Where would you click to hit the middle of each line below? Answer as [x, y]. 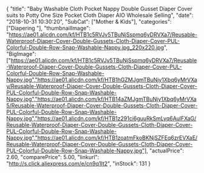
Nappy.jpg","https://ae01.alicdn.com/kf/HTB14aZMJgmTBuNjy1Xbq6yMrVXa [101, 99]
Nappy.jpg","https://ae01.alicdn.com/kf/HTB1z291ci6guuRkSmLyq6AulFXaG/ [101, 118]
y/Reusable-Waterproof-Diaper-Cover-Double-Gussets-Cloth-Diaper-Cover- [102, 86]
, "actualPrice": [165, 151]
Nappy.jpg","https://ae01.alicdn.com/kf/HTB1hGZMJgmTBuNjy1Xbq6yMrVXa [102, 80]
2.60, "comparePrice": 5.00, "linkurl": [53, 157]
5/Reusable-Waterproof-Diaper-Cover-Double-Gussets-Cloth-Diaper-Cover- [102, 105]
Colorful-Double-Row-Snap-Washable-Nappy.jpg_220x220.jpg [85, 47]
